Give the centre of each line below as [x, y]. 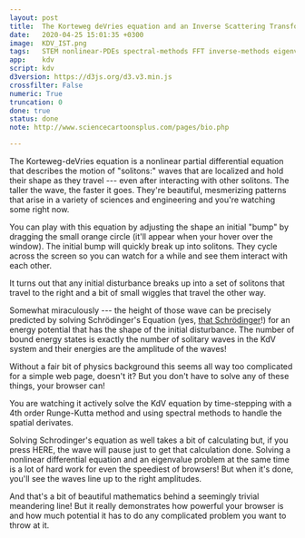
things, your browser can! [58, 386]
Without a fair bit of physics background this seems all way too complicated [151, 367]
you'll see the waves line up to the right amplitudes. [106, 479]
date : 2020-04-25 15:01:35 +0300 [77, 34]
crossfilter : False [46, 85]
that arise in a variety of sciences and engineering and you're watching [143, 200]
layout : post [34, 18]
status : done [34, 119]
